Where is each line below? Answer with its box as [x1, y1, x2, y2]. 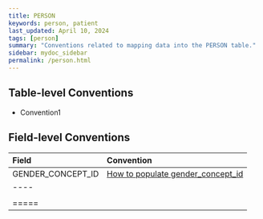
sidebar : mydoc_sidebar [8, 49, 88, 57]
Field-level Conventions [8, 131, 131, 144]
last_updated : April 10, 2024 [8, 26, 110, 34]
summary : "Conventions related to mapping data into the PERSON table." [8, 42, 257, 50]
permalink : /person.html [8, 57, 91, 65]
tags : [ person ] [8, 34, 59, 43]
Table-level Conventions [8, 86, 134, 100]
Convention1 [19, 107, 62, 117]
